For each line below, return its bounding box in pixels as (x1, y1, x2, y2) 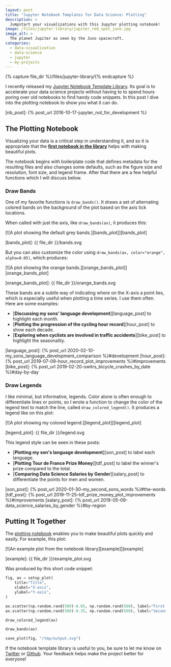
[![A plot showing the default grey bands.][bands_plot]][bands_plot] (5, 230, 148, 236)
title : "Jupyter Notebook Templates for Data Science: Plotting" (5, 12, 147, 17)
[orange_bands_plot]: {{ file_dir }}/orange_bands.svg (5, 280, 116, 286)
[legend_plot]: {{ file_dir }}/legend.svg (5, 429, 85, 436)
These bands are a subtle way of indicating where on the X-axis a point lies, (5, 290, 164, 296)
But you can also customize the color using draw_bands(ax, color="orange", (5, 249, 165, 255)
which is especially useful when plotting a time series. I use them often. (5, 295, 155, 301)
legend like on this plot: (5, 410, 54, 416)
